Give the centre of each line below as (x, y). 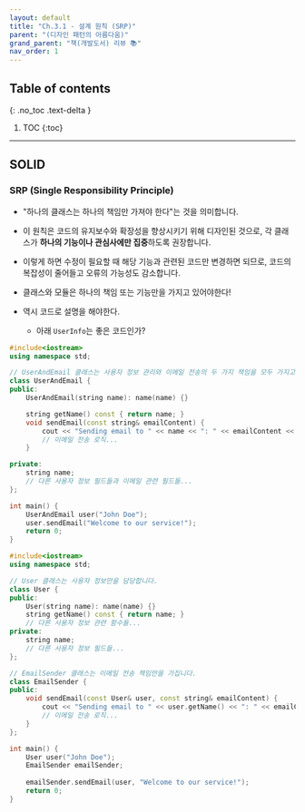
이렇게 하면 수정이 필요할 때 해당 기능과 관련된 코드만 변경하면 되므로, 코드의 (157, 261)
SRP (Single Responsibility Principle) (92, 191)
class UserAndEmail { (50, 381)
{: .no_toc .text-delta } (50, 110)
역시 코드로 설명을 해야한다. (71, 311)
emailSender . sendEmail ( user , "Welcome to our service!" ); (138, 783)
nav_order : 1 (34, 52)
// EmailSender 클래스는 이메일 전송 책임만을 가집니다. (103, 673)
